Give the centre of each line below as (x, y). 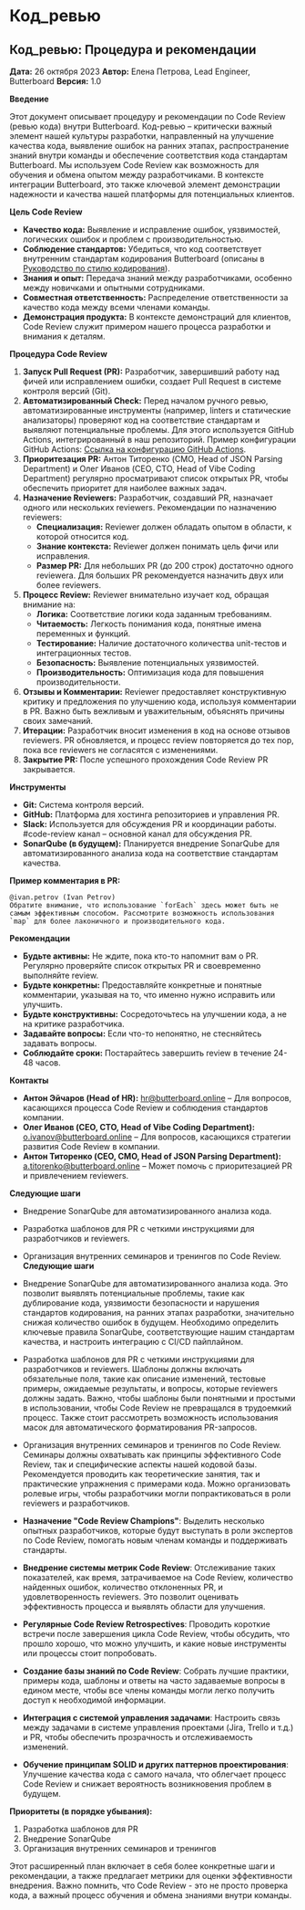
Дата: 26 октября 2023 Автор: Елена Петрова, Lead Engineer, (130, 71)
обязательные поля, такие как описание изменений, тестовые (144, 1379)
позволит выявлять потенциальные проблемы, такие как (134, 1293)
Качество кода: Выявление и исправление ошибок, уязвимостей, (151, 230)
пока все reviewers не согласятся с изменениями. (120, 750)
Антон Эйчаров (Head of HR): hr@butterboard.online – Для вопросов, (157, 1098)
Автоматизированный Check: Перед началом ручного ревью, (145, 401)
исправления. (63, 556)
